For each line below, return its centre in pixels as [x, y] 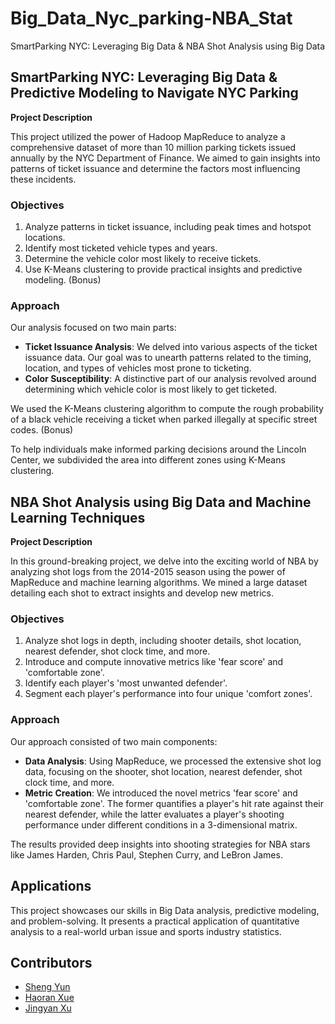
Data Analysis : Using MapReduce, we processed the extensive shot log [173, 761]
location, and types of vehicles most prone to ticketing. [138, 368]
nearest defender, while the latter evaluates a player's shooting [154, 814]
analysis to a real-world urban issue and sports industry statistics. [146, 931]
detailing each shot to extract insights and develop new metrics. [142, 593]
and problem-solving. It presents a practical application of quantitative [155, 921]
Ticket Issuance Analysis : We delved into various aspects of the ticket [171, 347]
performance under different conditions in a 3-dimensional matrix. [161, 824]
